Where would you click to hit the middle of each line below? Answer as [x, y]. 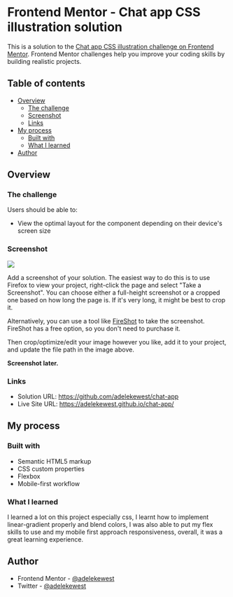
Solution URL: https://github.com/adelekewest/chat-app [98, 396]
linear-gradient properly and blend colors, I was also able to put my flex [110, 525]
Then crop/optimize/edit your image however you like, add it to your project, [117, 342]
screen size [34, 231]
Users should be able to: [43, 210]
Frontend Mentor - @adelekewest [66, 578]
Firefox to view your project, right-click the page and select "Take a [104, 285]
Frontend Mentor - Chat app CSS [104, 12]
